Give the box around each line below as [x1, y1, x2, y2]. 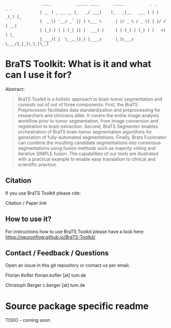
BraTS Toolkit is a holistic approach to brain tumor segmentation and [17, 96, 163, 102]
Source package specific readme [5, 300, 149, 312]
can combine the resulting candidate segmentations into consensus [17, 140, 161, 146]
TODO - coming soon [5, 317, 50, 323]
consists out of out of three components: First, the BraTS [17, 101, 138, 107]
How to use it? [5, 215, 52, 224]
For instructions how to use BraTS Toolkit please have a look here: [5, 228, 145, 235]
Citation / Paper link [5, 200, 47, 206]
